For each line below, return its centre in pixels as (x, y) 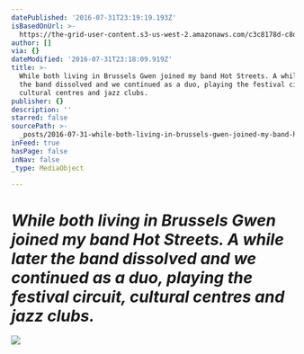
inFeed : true (36, 143)
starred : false (40, 118)
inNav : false (36, 159)
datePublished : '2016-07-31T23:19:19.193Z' (94, 18)
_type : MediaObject (48, 168)
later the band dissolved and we (134, 258)
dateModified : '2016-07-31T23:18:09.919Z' (92, 59)
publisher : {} (38, 101)
